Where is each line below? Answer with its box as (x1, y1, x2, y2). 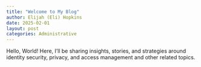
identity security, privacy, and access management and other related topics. (6, 54, 196, 61)
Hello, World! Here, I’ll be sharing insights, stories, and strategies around (6, 47, 187, 54)
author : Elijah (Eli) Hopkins (6, 14, 83, 20)
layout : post (6, 25, 39, 32)
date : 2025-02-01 (6, 20, 50, 26)
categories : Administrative (6, 31, 77, 37)
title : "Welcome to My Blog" (6, 8, 80, 15)
